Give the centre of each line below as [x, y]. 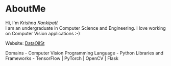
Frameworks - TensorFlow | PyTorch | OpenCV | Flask [62, 58]
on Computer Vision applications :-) [43, 33]
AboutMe [26, 9]
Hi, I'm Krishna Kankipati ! [32, 23]
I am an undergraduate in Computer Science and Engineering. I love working [86, 28]
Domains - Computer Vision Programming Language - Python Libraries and [84, 53]
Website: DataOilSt [25, 43]
